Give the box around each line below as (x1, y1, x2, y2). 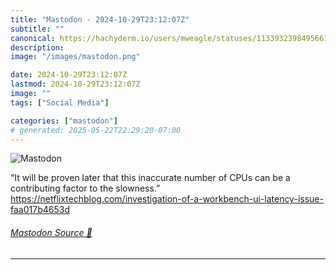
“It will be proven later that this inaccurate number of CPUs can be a (10, 172, 291, 184)
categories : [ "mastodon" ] (10, 116, 118, 126)
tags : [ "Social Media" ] (10, 97, 110, 108)
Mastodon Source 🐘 (10, 226, 93, 238)
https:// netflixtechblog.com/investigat (10, 193, 166, 205)
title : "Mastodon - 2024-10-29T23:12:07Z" (10, 14, 190, 25)
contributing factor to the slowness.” (10, 182, 161, 195)
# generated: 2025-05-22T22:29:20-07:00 (10, 125, 182, 135)
